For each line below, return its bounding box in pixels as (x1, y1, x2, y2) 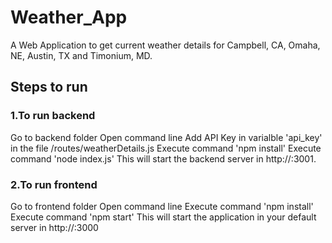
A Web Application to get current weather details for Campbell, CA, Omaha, (10, 39, 321, 51)
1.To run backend (10, 109, 96, 123)
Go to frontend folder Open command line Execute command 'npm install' (10, 200, 314, 212)
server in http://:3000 (10, 221, 99, 233)
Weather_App (10, 6, 128, 29)
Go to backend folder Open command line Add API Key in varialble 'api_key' (10, 131, 323, 143)
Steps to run (10, 79, 88, 96)
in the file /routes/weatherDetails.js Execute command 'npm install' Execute (10, 142, 322, 154)
